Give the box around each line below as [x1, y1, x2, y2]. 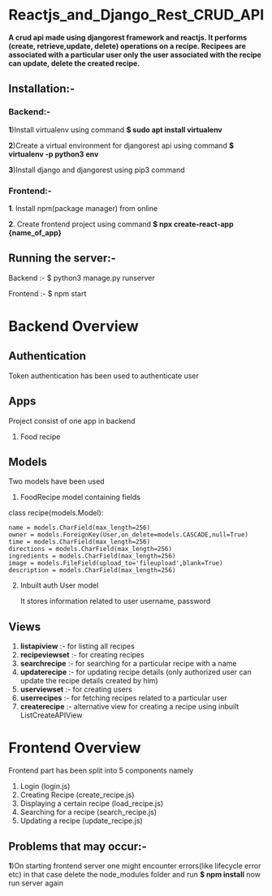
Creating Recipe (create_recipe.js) [19, 790, 135, 800]
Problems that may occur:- [8, 839, 148, 853]
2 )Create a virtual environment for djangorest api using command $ [8, 140, 234, 150]
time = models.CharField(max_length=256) [8, 538, 151, 546]
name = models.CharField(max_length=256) [8, 523, 151, 532]
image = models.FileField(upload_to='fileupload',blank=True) [8, 559, 223, 567]
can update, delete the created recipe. [8, 58, 140, 68]
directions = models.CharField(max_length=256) [8, 545, 173, 554]
